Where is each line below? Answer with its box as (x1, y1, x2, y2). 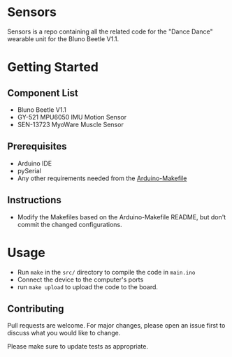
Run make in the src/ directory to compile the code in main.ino (17, 268, 196, 276)
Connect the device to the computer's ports (17, 275, 144, 284)
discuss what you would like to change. (7, 329, 121, 337)
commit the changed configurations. (17, 220, 122, 228)
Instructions (7, 194, 61, 206)
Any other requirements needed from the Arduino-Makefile (17, 174, 187, 182)
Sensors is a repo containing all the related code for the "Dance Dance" (7, 27, 213, 36)
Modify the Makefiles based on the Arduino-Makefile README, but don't (17, 212, 226, 221)
